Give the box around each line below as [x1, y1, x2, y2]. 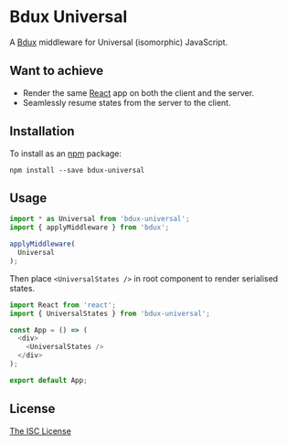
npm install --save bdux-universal [9, 165, 145, 175]
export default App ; [9, 376, 89, 385]
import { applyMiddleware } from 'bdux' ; [9, 223, 170, 232]
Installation [9, 123, 75, 139]
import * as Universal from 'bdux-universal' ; [9, 215, 190, 224]
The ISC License [9, 425, 71, 436]
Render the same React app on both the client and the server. [22, 87, 254, 98]
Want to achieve [9, 63, 104, 79]
